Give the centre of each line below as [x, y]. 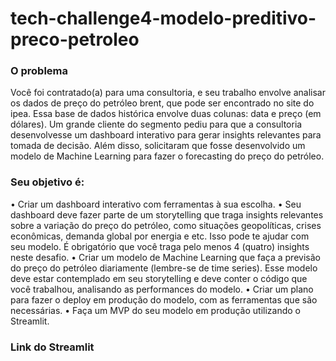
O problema [39, 71]
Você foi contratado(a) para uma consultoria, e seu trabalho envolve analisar [168, 93]
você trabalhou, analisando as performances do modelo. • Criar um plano [162, 289]
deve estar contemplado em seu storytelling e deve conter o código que [159, 278]
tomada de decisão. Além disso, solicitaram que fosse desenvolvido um [158, 146]
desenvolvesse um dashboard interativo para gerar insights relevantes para [166, 135]
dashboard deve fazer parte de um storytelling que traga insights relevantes [167, 214]
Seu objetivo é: [47, 182]
